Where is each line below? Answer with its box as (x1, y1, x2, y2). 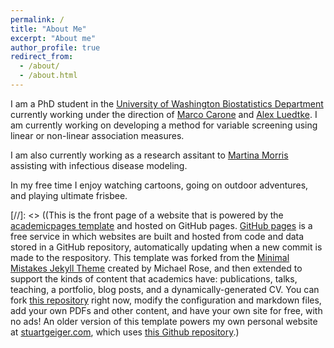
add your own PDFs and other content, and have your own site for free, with (10, 304, 323, 316)
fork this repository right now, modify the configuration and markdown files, (10, 294, 322, 306)
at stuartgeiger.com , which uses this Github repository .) (10, 326, 240, 338)
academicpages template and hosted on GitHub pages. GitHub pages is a (10, 219, 313, 231)
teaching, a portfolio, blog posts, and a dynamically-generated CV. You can (10, 283, 320, 295)
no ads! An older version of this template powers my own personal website (10, 315, 318, 327)
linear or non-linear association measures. (10, 129, 185, 141)
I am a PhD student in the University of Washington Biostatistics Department (10, 97, 324, 110)
